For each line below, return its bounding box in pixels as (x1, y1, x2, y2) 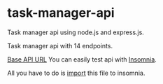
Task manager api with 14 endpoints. (7, 41, 113, 50)
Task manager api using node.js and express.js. (7, 28, 145, 36)
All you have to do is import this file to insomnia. (7, 69, 146, 77)
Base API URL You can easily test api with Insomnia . (7, 55, 157, 64)
